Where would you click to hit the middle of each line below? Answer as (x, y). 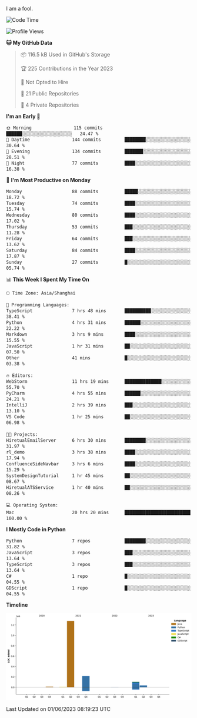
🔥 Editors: (20, 376)
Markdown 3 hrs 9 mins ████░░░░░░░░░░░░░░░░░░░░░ (98, 335)
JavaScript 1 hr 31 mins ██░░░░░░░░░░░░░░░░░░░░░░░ (98, 346)
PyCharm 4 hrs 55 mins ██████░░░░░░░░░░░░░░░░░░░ (98, 393)
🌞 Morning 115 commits (54, 128)
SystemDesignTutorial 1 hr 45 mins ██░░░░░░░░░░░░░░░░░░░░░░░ (98, 476)
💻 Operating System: (32, 505)
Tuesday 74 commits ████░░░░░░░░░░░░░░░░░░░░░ (98, 203)
